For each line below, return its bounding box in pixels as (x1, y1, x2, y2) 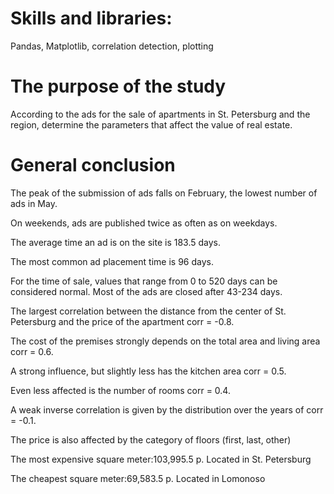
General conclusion (10, 154, 176, 177)
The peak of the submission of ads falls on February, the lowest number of (10, 187, 318, 199)
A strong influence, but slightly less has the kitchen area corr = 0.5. (10, 365, 287, 377)
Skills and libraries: (10, 7, 173, 30)
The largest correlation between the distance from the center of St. (10, 305, 287, 317)
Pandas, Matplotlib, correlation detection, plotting (10, 40, 214, 52)
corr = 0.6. (10, 345, 54, 357)
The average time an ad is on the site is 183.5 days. (10, 236, 222, 248)
